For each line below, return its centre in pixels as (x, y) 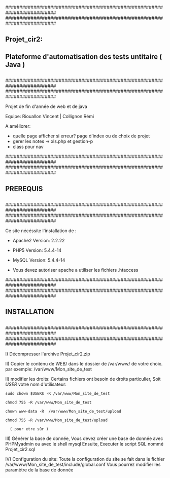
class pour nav (28, 147)
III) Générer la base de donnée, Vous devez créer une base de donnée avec (84, 438)
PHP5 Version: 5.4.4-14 (37, 250)
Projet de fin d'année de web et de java (46, 106)
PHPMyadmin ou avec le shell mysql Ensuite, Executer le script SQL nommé (84, 444)
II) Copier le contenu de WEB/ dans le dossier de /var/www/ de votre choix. (84, 363)
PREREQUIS (24, 189)
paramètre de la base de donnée (39, 470)
